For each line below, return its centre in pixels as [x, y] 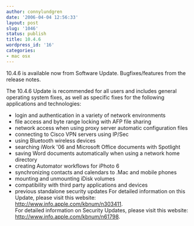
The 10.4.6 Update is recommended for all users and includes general [92, 91]
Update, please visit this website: [55, 197]
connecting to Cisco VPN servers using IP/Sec [72, 134]
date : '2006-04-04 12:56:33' [42, 17]
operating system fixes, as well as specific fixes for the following [85, 97]
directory [26, 159]
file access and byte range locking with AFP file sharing [83, 121]
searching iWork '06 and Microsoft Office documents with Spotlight [97, 147]
